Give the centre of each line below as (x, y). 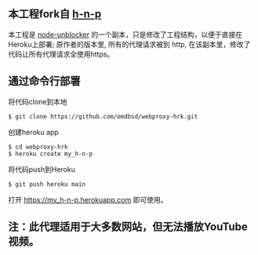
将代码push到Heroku (42, 169)
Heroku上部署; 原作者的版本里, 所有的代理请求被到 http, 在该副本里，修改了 (129, 44)
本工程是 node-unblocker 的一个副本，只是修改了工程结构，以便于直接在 (125, 35)
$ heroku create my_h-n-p (50, 154)
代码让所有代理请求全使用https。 (61, 54)
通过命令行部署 (44, 81)
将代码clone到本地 (38, 101)
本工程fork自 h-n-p (55, 14)
